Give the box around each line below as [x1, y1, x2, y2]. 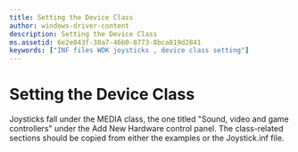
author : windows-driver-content [9, 21, 129, 30]
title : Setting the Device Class [9, 12, 134, 22]
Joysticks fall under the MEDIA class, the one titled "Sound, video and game [9, 114, 290, 124]
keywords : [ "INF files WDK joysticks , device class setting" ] [9, 46, 250, 55]
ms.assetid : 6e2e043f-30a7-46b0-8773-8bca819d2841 [9, 37, 202, 47]
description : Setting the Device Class [9, 29, 158, 38]
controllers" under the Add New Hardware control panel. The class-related [9, 124, 284, 134]
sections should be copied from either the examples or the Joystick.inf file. [9, 132, 285, 143]
